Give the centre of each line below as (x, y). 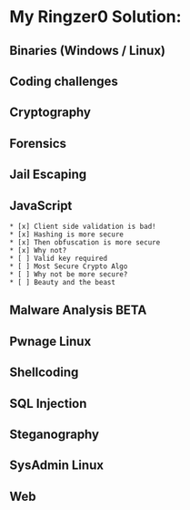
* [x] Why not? (38, 250)
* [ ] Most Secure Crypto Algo (69, 266)
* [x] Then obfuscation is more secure (85, 242)
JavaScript (41, 206)
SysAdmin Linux (57, 466)
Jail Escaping (48, 175)
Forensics (38, 143)
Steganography (55, 434)
